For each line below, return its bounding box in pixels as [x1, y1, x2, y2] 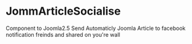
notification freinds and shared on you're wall [6, 31, 120, 38]
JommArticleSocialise [6, 4, 121, 18]
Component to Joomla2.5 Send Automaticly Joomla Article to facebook [6, 24, 186, 32]
